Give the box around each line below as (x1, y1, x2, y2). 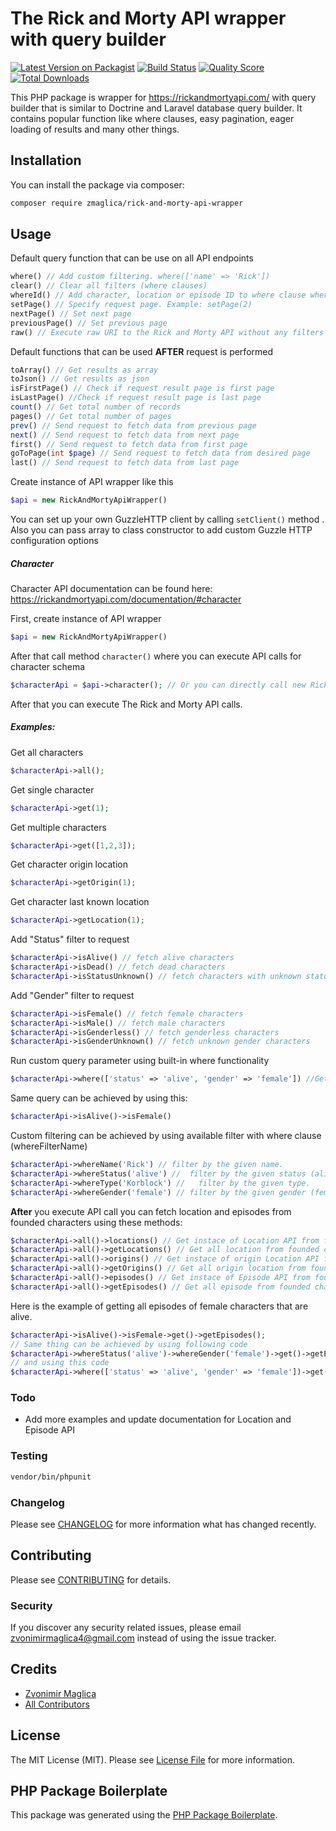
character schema (10, 660, 86, 672)
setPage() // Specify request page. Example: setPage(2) (10, 300, 253, 310)
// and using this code (10, 1358, 110, 1368)
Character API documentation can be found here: (10, 583, 213, 595)
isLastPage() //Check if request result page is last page (10, 393, 262, 403)
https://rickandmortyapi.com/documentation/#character (10, 593, 242, 606)
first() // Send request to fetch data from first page (10, 439, 248, 449)
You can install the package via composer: (10, 178, 185, 191)
